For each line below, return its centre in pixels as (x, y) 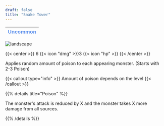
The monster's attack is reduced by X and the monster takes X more (76, 103)
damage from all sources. (32, 108)
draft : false (19, 10)
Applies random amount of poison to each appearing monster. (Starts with (82, 63)
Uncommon (22, 32)
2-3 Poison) (18, 69)
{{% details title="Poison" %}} (37, 93)
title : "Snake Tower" (28, 15)
